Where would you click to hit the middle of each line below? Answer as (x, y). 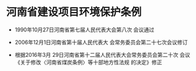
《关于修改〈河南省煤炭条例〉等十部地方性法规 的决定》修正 (88, 62)
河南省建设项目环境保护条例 (74, 12)
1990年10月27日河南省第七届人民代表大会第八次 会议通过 (84, 30)
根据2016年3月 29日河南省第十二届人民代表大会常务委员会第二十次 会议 (102, 54)
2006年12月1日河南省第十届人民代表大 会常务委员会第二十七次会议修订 (101, 42)
